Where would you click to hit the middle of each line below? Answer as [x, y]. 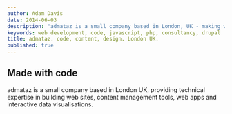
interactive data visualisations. [50, 104]
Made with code [42, 73]
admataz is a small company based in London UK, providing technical [106, 89]
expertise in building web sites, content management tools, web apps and [112, 97]
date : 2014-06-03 [32, 20]
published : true [30, 45]
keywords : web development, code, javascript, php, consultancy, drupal [114, 33]
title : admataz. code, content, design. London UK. [83, 39]
